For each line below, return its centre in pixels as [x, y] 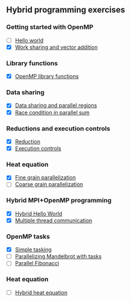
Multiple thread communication [53, 220]
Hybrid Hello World [38, 213]
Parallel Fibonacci [37, 263]
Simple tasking [33, 249]
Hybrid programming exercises [66, 10]
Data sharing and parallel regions [56, 106]
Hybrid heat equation [41, 292]
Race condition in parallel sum [52, 112]
